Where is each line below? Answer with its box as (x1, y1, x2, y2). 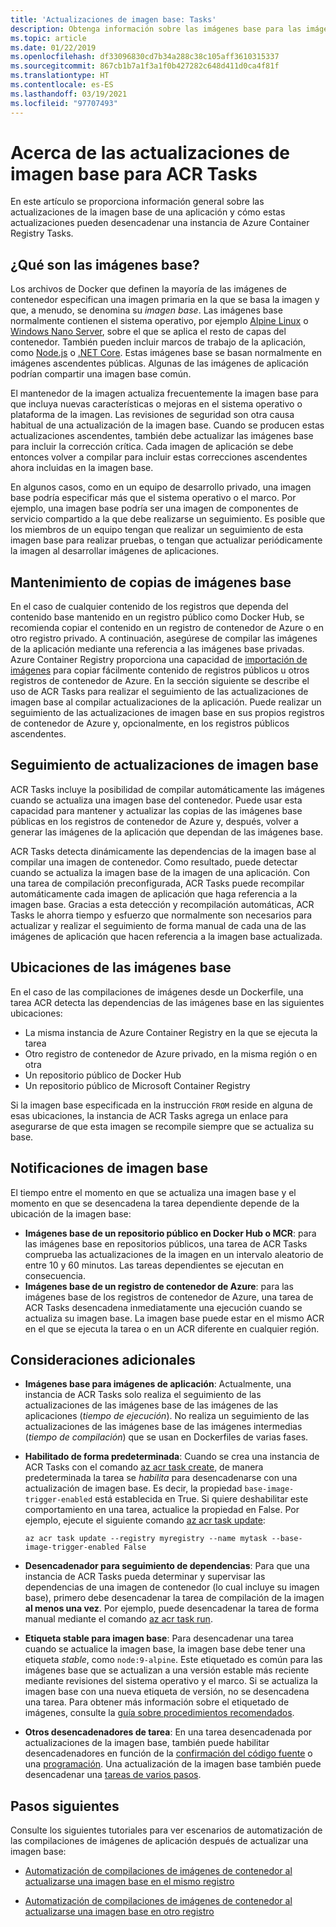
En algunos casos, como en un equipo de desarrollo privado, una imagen (10, 481, 312, 493)
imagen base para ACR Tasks (10, 162, 258, 185)
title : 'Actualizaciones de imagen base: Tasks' (10, 14, 217, 25)
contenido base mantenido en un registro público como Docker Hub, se (10, 611, 305, 623)
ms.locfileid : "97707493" (10, 98, 118, 108)
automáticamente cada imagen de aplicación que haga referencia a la (10, 887, 298, 900)
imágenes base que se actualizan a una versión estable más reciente (24, 1664, 310, 1676)
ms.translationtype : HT (10, 71, 110, 81)
